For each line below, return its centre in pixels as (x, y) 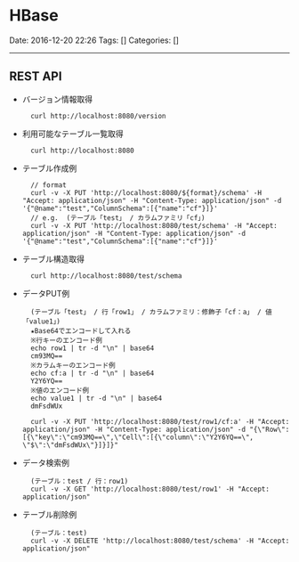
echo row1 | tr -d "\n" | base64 (93, 348)
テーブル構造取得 (53, 258)
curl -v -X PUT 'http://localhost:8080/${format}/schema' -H (146, 192)
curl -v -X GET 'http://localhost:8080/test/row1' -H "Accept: (150, 489)
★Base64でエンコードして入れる (81, 330)
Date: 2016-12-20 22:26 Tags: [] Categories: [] (94, 40)
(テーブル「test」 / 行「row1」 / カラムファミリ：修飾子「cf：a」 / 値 (152, 312)
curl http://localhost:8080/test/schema (106, 276)
